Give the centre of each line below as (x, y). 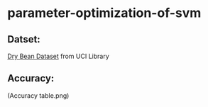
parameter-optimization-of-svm (104, 13)
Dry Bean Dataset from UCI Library (59, 56)
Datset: (24, 39)
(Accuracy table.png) (38, 95)
